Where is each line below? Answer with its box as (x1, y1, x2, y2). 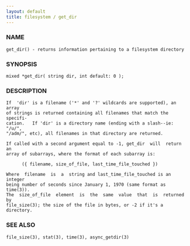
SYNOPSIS (6, 60, 37, 68)
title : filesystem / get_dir (6, 14, 77, 20)
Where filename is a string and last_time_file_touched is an (6, 172, 171, 178)
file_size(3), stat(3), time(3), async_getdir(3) (6, 234, 130, 240)
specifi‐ (6, 115, 27, 122)
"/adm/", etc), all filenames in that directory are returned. (6, 131, 164, 137)
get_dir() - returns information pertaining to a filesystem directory (6, 46, 184, 53)
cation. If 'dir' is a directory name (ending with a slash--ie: (6, 120, 174, 126)
